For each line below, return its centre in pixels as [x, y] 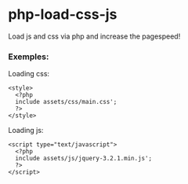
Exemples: [29, 57]
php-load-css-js [63, 15]
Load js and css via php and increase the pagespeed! [94, 36]
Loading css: [29, 74]
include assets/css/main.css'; [66, 102]
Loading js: [26, 131]
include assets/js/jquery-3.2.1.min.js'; [84, 159]
